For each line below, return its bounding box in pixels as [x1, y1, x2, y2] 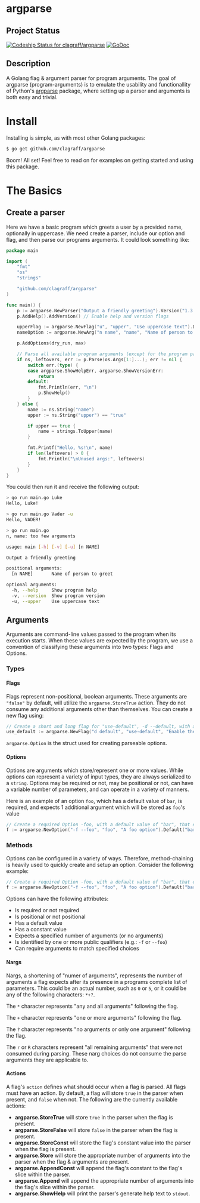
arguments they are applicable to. [6, 1056, 89, 1063]
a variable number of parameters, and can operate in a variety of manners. [6, 786, 189, 793]
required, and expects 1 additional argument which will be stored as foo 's [6, 804, 186, 811]
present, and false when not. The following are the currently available [6, 1096, 178, 1103]
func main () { [6, 302, 42, 308]
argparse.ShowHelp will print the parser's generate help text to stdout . [14, 1190, 190, 1197]
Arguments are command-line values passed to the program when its [6, 630, 177, 638]
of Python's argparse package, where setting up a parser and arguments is [6, 87, 190, 94]
